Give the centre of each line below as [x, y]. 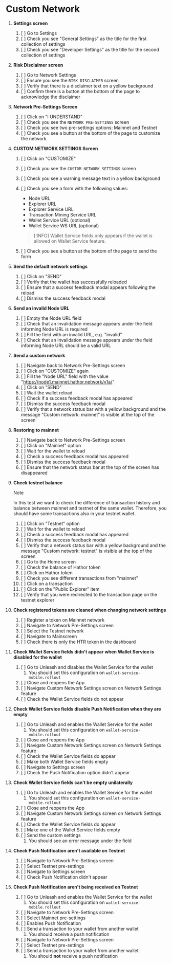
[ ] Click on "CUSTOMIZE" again [55, 371]
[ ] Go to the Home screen [48, 561]
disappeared [34, 472]
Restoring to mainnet [36, 430]
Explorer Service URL [51, 209]
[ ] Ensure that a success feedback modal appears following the [88, 287]
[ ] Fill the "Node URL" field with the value [65, 376]
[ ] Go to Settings [39, 33]
